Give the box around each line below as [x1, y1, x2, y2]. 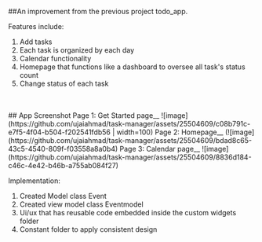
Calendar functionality [19, 54, 92, 63]
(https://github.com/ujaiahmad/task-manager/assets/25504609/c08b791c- [8, 119, 251, 128]
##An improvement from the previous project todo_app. [8, 7, 188, 16]
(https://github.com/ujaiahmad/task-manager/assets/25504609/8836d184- [8, 152, 253, 162]
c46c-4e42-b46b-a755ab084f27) [8, 161, 119, 170]
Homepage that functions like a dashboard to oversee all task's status [19, 62, 246, 71]
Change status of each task [19, 79, 109, 88]
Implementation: [8, 176, 61, 185]
